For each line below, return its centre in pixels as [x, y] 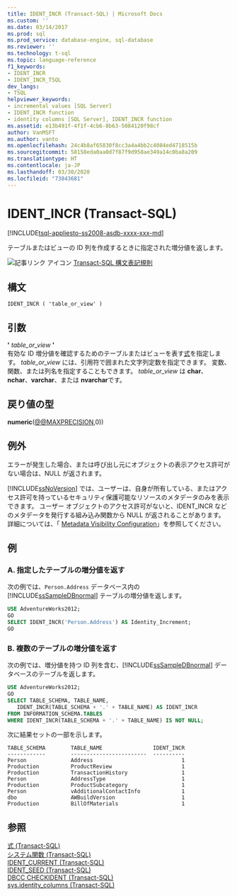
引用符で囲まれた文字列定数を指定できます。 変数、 [155, 363]
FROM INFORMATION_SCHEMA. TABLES [55, 714]
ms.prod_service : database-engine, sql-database [80, 40]
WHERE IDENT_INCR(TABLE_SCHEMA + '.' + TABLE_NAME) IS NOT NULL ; [105, 720]
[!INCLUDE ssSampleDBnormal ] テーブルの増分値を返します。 [97, 596]
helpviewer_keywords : [39, 100]
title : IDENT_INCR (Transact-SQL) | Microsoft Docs [85, 14]
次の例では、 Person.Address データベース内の [74, 587]
